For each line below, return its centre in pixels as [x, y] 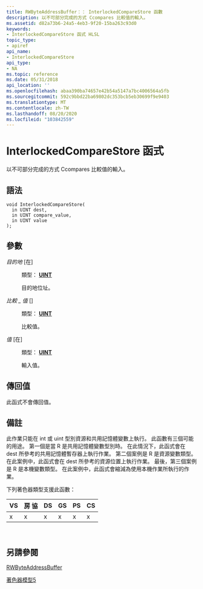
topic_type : [21, 40]
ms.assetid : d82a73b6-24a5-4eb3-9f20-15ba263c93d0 [72, 23]
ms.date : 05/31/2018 [32, 80]
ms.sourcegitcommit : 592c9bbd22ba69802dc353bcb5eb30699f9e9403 [88, 97]
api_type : [19, 63]
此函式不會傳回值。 [30, 402]
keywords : [19, 29]
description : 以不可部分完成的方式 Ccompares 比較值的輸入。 [77, 18]
